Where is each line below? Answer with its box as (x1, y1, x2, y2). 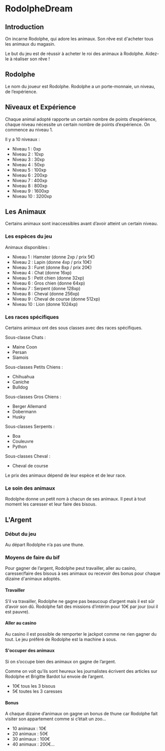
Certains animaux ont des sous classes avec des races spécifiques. (5, 325, 143, 331)
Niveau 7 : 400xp (12, 177, 48, 183)
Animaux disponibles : (5, 244, 50, 250)
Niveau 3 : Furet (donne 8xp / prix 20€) (12, 264, 92, 270)
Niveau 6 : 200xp (12, 172, 48, 178)
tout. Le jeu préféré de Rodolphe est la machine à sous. (5, 636, 117, 642)
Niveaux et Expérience (5, 103, 76, 111)
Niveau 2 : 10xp (12, 151, 44, 157)
